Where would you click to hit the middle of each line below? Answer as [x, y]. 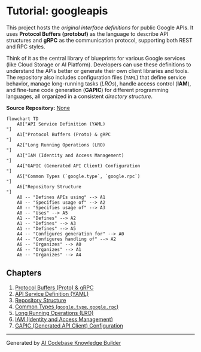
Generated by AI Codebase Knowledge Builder [64, 342]
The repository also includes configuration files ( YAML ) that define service [96, 77]
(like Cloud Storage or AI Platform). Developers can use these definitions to [99, 65]
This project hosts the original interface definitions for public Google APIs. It [100, 27]
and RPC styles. [26, 47]
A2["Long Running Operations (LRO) [61, 145]
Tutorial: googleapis [57, 11]
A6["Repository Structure [49, 186]
